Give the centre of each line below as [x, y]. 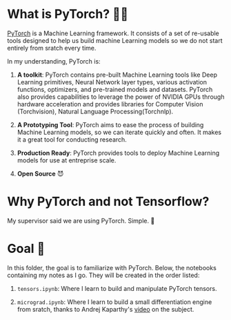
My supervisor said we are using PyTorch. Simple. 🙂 [81, 220]
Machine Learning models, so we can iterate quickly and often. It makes [119, 132]
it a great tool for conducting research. [72, 139]
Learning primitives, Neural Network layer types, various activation [112, 82]
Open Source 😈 [40, 173]
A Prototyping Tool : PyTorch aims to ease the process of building [110, 124]
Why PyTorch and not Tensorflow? [108, 201]
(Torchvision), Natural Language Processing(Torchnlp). [95, 111]
